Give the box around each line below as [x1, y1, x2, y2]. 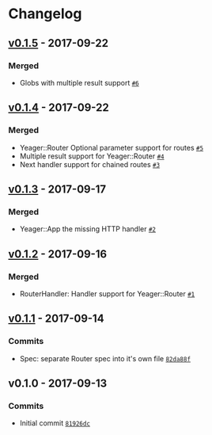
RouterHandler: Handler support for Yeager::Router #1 [19, 288, 195, 298]
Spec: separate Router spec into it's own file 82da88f [19, 353, 191, 363]
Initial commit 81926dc [19, 418, 91, 428]
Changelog [8, 5, 82, 23]
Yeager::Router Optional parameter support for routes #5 [19, 143, 204, 152]
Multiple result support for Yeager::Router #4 [19, 151, 165, 161]
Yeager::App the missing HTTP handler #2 [19, 224, 157, 234]
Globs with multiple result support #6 [19, 78, 140, 87]
